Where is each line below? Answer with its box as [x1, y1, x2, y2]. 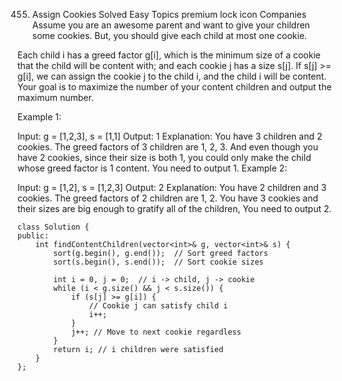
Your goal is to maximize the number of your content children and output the [17, 81, 332, 93]
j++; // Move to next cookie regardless [70, 327, 242, 337]
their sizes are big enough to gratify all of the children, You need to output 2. [17, 203, 332, 214]
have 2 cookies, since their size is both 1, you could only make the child [17, 152, 312, 163]
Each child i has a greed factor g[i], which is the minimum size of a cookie [17, 49, 321, 61]
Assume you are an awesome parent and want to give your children [31, 19, 310, 31]
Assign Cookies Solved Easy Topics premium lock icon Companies [31, 9, 307, 20]
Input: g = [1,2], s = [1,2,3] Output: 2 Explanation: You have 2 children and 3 [17, 182, 327, 193]
